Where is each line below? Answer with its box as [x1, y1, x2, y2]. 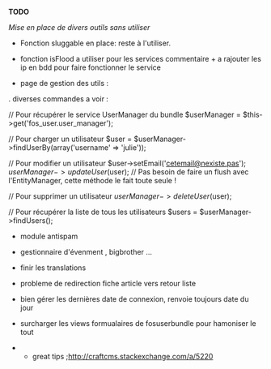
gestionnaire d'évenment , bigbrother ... [19, 247, 152, 256]
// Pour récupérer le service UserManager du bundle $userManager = [8, 109, 241, 119]
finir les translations [19, 263, 87, 272]
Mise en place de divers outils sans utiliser [8, 23, 150, 32]
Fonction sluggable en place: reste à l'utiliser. [19, 38, 171, 48]
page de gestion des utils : [19, 79, 109, 88]
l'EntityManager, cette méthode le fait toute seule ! [8, 176, 176, 185]
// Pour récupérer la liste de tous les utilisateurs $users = [8, 207, 198, 217]
